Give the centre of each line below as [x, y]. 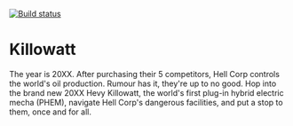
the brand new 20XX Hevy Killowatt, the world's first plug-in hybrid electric [146, 92]
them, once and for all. [50, 112]
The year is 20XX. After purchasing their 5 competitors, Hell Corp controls [144, 74]
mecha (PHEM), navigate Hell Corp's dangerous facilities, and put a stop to [146, 102]
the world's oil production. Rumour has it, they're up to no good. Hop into [143, 83]
